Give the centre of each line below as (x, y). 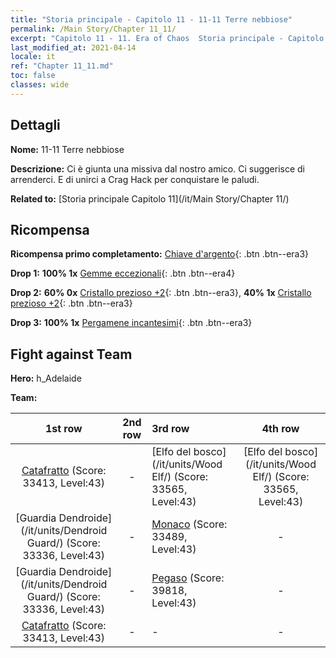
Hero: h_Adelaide (46, 378)
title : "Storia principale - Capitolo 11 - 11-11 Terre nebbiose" (151, 19)
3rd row (170, 429)
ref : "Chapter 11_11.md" (62, 66)
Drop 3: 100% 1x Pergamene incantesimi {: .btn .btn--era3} (131, 323)
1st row (63, 429)
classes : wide (40, 85)
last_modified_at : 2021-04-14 (73, 47)
